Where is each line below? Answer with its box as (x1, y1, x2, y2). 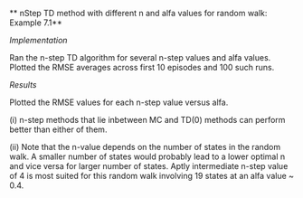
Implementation (9, 35, 68, 45)
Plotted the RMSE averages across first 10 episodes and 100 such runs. (9, 62, 275, 72)
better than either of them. (9, 124, 108, 135)
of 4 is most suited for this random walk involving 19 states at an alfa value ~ (9, 171, 295, 181)
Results (9, 80, 37, 90)
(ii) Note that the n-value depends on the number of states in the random (9, 142, 281, 152)
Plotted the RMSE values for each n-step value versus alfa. (9, 97, 229, 108)
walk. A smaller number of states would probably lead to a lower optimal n (9, 151, 286, 162)
